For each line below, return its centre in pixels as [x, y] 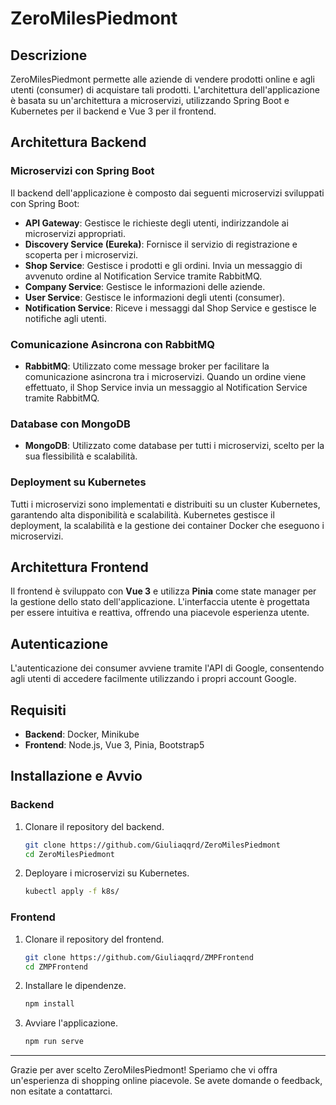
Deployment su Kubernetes [78, 482]
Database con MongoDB [70, 424]
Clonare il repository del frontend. [94, 939]
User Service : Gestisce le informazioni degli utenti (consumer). [155, 297]
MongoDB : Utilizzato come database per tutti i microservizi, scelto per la [174, 446]
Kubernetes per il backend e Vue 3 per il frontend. [113, 111]
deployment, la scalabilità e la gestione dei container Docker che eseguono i [167, 525]
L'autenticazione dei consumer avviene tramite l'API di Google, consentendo [167, 668]
